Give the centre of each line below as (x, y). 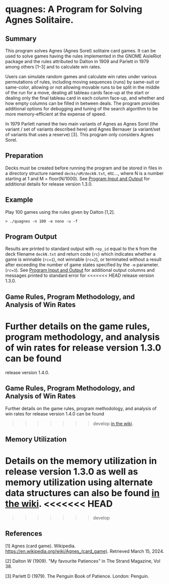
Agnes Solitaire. (40, 20)
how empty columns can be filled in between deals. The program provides (82, 103)
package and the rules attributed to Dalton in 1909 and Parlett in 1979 (77, 61)
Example (19, 200)
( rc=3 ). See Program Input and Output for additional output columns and (80, 270)
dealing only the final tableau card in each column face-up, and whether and (85, 98)
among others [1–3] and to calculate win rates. (53, 67)
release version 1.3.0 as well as (72, 472)
